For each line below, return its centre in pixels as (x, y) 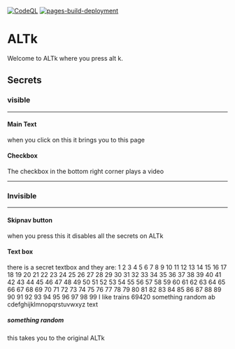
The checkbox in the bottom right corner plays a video (86, 172)
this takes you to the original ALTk (56, 338)
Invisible (22, 195)
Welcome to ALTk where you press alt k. (65, 58)
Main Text (22, 124)
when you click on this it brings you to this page (76, 140)
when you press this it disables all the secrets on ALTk (85, 236)
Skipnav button (30, 220)
